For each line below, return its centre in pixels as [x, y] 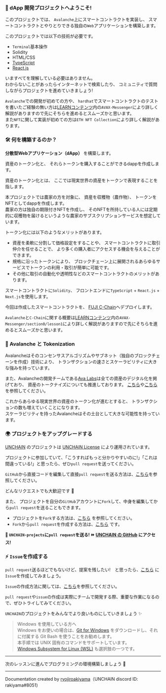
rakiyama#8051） [23, 685]
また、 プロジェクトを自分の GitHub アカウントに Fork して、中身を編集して [79, 501]
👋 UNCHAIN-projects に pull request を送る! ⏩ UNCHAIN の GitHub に [74, 535]
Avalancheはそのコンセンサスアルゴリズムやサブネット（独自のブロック [78, 355]
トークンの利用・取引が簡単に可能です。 [71, 267]
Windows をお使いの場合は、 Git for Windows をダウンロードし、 [83, 630]
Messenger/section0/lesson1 [34, 324]
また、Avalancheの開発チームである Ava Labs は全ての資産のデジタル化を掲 [81, 378]
